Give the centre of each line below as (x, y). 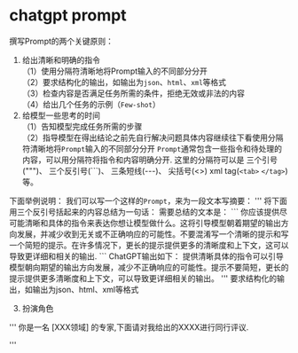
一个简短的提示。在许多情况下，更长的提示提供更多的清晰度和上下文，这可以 (149, 245)
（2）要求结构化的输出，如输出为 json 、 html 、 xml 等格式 (124, 82)
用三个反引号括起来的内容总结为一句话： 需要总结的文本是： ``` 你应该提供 (145, 212)
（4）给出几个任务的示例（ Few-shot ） (91, 104)
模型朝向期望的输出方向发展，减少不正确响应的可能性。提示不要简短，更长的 (149, 267)
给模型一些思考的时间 (61, 115)
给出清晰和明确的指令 (61, 59)
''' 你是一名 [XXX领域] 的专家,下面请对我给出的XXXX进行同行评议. (129, 327)
